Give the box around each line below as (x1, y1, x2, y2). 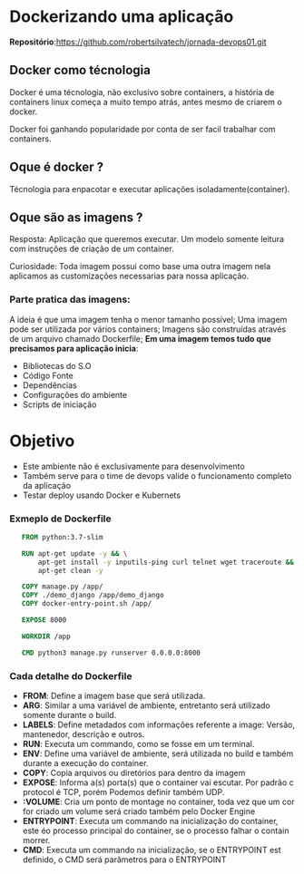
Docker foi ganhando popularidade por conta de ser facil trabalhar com (9, 123, 276, 134)
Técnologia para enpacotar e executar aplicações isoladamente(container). (9, 183, 290, 194)
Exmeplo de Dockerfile (9, 512, 112, 525)
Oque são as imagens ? (9, 209, 143, 225)
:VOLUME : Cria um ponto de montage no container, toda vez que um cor (22, 796, 295, 807)
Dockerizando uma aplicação (9, 6, 234, 27)
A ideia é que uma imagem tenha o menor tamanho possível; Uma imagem (9, 314, 288, 325)
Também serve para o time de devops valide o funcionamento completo (22, 470, 292, 481)
